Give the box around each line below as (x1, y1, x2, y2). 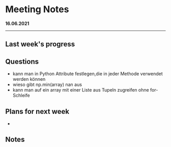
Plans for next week (5, 107, 70, 115)
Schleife (12, 93, 30, 99)
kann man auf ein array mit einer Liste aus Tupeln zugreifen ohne (12, 87, 149, 93)
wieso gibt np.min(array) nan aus (12, 81, 82, 87)
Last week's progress (5, 40, 75, 49)
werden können (12, 76, 46, 82)
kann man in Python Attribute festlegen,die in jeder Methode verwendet (12, 71, 163, 77)
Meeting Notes (5, 4, 69, 15)
